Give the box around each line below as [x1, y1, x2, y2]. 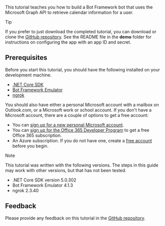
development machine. [5, 72, 52, 78]
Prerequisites [5, 54, 47, 62]
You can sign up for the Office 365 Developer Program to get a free [12, 127, 150, 133]
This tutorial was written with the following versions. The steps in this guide [5, 162, 159, 168]
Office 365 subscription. [12, 132, 62, 138]
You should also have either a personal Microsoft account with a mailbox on [5, 102, 159, 108]
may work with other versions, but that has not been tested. [5, 167, 127, 173]
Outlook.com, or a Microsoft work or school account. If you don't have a [5, 107, 152, 113]
